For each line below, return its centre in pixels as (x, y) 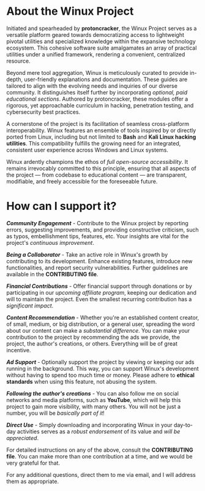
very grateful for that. (33, 463)
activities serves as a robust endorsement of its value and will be (99, 431)
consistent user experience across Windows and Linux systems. (87, 150)
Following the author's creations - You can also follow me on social (93, 393)
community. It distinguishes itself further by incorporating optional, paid (97, 92)
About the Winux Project (70, 11)
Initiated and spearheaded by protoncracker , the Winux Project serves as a (102, 28)
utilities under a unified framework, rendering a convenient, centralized (96, 54)
